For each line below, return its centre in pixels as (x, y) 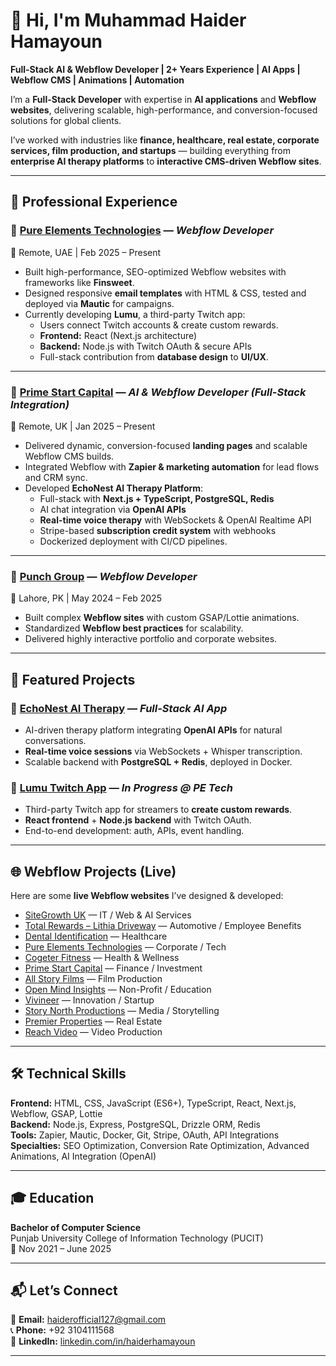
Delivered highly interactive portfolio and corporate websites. (151, 639)
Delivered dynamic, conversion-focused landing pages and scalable (166, 445)
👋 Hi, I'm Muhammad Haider (128, 20)
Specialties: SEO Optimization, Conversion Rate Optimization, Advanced (160, 1145)
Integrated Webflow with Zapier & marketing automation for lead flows (172, 466)
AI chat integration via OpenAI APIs (113, 509)
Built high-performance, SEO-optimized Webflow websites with (155, 271)
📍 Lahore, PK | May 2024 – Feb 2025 (86, 598)
